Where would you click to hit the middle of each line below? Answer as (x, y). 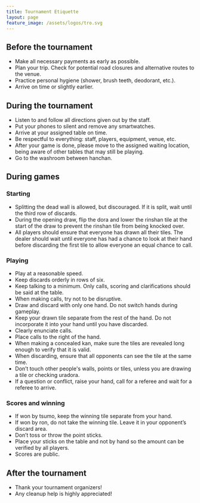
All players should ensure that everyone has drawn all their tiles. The (99, 232)
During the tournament (50, 105)
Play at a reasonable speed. (49, 273)
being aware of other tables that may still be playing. (79, 152)
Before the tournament (49, 47)
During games (33, 177)
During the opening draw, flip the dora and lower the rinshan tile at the (101, 219)
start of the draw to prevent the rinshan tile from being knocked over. (100, 226)
